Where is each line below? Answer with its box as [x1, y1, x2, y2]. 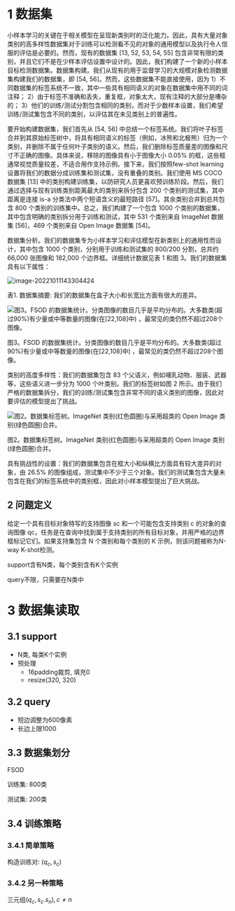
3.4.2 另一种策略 [7, 878, 64, 888]
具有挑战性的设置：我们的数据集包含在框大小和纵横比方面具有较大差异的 [7, 459, 215, 467]
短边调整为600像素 [17, 715, 73, 724]
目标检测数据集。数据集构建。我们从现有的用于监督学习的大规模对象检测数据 [7, 66, 228, 74]
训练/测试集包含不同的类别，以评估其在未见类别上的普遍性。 [7, 109, 182, 118]
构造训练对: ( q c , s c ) [7, 858, 62, 868]
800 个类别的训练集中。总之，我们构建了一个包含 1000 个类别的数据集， [15, 203, 224, 212]
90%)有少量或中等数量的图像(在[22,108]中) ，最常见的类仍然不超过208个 [7, 346, 218, 355]
